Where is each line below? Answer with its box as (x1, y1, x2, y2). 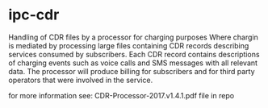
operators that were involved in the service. (8, 75, 153, 85)
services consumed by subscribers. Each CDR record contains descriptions (8, 49, 260, 59)
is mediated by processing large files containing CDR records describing (8, 40, 249, 50)
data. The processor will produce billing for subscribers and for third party (8, 66, 256, 76)
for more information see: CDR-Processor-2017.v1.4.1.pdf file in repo (8, 90, 235, 100)
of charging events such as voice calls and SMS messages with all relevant (8, 58, 258, 68)
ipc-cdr (8, 6, 60, 24)
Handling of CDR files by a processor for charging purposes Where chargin (8, 32, 258, 42)
